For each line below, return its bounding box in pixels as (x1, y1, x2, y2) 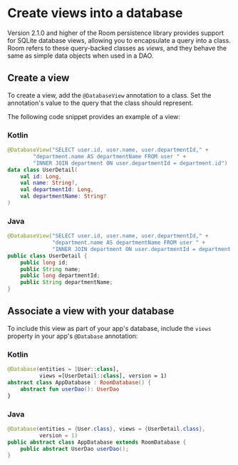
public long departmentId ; (20, 272, 100, 280)
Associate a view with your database (7, 305, 175, 317)
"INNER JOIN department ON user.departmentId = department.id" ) (33, 159, 228, 167)
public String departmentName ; (20, 279, 113, 286)
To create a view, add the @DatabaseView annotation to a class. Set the (7, 91, 212, 99)
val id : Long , (20, 173, 62, 180)
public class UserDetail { (7, 252, 88, 260)
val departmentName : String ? (20, 193, 107, 200)
